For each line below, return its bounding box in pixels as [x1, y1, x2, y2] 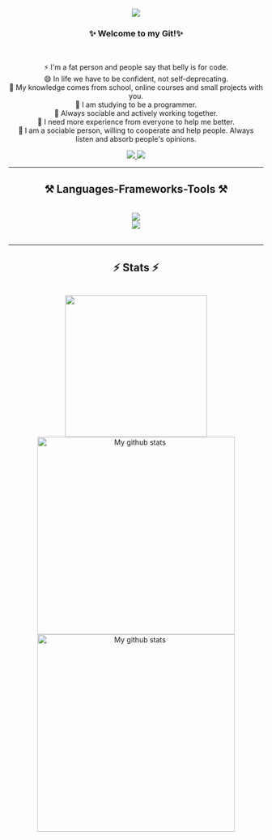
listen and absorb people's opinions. [75, 134, 197, 144]
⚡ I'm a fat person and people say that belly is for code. [44, 62, 228, 72]
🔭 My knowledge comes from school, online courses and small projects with [9, 83, 263, 92]
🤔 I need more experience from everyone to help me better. [37, 117, 235, 127]
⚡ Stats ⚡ [113, 260, 159, 275]
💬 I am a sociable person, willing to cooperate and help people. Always [18, 126, 254, 135]
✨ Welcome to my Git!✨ [88, 28, 184, 40]
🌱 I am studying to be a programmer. [75, 100, 197, 109]
